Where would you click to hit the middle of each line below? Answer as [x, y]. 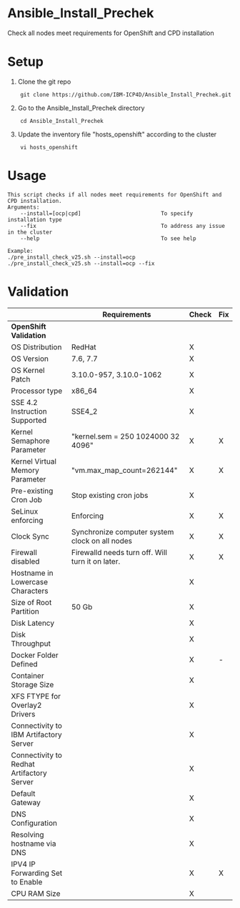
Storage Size [32, 684]
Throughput [31, 643]
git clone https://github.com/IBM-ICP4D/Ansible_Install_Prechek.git [126, 94]
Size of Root [31, 602]
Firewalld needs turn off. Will [119, 552]
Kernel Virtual [34, 461]
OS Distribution [36, 346]
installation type [35, 219]
